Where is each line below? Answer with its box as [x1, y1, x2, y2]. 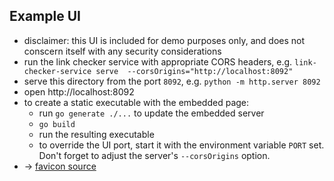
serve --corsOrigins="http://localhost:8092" [95, 66, 294, 76]
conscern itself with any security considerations [23, 45, 222, 57]
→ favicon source [23, 160, 97, 172]
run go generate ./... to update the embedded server [38, 107, 265, 119]
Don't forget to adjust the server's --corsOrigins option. [38, 149, 271, 161]
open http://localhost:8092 [23, 85, 135, 98]
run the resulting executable [38, 128, 155, 140]
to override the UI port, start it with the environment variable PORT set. [38, 139, 325, 151]
